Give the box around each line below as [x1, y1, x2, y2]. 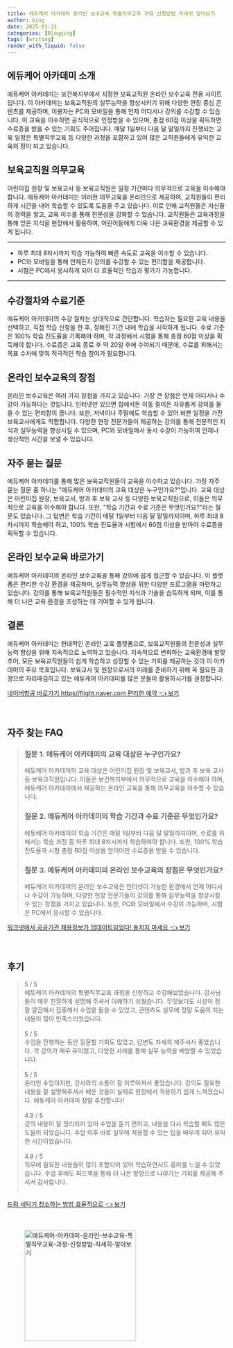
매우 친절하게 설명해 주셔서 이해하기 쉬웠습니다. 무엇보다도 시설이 [37, 997, 214, 1005]
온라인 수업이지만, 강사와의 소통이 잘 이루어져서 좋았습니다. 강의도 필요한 [24, 1078, 221, 1087]
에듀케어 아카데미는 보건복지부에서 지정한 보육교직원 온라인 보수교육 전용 [7, 90, 204, 98]
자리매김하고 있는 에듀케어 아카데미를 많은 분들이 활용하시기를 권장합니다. [25, 674, 224, 682]
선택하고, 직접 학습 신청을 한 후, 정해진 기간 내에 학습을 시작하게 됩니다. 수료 [7, 323, 212, 332]
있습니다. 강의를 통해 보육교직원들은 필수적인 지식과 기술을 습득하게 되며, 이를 [7, 588, 216, 596]
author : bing [7, 17, 45, 24]
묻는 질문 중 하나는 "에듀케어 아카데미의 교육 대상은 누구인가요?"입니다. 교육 [7, 486, 212, 494]
